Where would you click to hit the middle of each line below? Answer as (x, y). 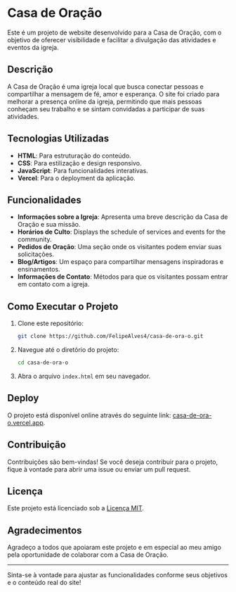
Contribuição (37, 445)
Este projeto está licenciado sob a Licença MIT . (76, 508)
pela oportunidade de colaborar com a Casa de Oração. (88, 555)
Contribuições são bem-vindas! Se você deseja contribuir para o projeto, (113, 462)
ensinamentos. (39, 270)
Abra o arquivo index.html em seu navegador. (84, 376)
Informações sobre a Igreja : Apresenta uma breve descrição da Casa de (123, 217)
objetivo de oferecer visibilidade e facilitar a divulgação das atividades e (112, 39)
